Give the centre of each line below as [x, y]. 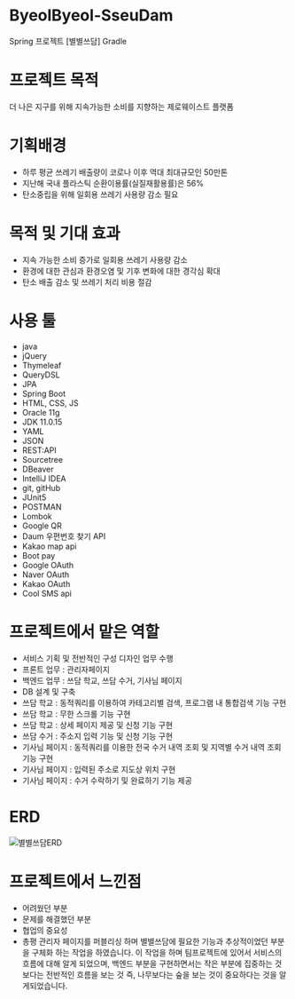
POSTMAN [42, 506]
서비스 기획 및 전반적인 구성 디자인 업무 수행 [98, 658]
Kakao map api [49, 546]
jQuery [34, 355]
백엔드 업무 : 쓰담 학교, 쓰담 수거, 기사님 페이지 [102, 680]
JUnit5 [34, 497]
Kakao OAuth [46, 583]
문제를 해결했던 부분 [56, 919]
